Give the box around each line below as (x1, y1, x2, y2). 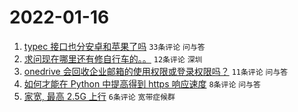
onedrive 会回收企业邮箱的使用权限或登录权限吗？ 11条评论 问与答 (23, 65, 289, 77)
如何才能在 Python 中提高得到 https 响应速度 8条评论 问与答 (23, 77, 261, 90)
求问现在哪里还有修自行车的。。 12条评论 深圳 (23, 52, 203, 65)
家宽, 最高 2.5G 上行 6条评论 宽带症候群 (23, 90, 176, 102)
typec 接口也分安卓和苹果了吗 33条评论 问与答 (23, 40, 206, 52)
